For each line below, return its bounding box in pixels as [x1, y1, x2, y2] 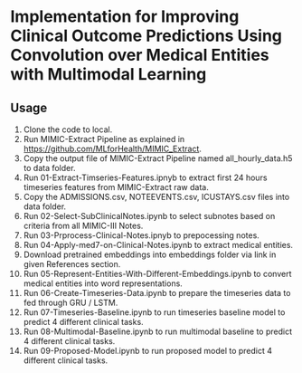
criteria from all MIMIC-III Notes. [23, 220, 144, 231]
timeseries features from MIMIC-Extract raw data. [23, 182, 209, 192]
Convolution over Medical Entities [10, 45, 269, 65]
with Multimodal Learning [10, 64, 207, 85]
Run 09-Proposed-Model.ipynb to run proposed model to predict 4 [23, 346, 273, 356]
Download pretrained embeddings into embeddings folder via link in [23, 249, 277, 260]
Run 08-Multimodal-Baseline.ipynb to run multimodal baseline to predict [23, 326, 293, 337]
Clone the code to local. [23, 124, 113, 135]
